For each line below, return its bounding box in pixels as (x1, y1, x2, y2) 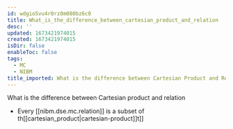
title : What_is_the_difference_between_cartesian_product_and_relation (7, 17, 218, 24)
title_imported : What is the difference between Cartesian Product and (7, 74, 218, 82)
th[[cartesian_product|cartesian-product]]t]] (17, 114, 144, 123)
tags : (7, 55, 23, 62)
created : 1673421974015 (7, 36, 76, 43)
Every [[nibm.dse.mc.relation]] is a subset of (17, 107, 145, 115)
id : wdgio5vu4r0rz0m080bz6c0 (7, 10, 92, 17)
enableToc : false (7, 49, 58, 56)
